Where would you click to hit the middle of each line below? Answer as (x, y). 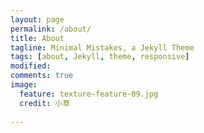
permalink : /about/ (51, 29)
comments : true (42, 76)
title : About (37, 38)
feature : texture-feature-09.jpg (89, 94)
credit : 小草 (45, 103)
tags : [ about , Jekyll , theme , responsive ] (100, 57)
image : (24, 85)
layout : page (37, 19)
